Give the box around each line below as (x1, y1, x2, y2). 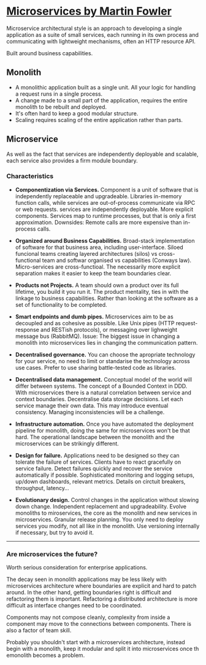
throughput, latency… (15, 484, 69, 491)
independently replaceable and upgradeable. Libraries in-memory (15, 192, 182, 200)
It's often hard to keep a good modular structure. (15, 109, 139, 117)
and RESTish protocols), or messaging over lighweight (40, 326, 178, 333)
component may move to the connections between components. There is (6, 620, 192, 628)
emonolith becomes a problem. (6, 652, 85, 659)
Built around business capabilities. (6, 49, 93, 56)
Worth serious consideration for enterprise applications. (6, 564, 148, 571)
